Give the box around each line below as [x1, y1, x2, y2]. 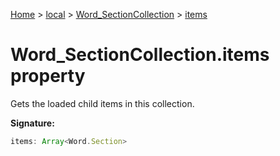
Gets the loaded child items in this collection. [10, 97, 195, 109]
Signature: [10, 117, 55, 129]
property [10, 65, 86, 88]
